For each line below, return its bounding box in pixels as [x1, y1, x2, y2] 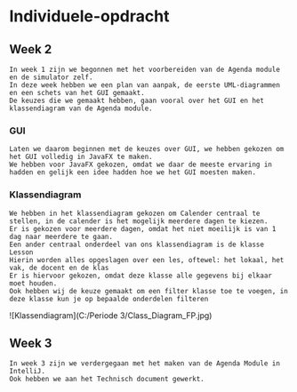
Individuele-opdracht [9, 6, 170, 27]
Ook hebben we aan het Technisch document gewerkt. [9, 375, 205, 384]
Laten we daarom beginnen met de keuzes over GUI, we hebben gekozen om [9, 145, 285, 154]
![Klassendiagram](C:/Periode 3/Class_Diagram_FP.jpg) [9, 309, 213, 321]
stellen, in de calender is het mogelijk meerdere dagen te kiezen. [9, 216, 269, 226]
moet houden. [9, 278, 58, 288]
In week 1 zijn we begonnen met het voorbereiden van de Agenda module [9, 65, 280, 74]
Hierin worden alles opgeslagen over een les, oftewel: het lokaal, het [9, 255, 285, 264]
